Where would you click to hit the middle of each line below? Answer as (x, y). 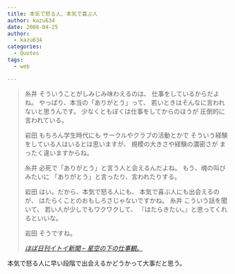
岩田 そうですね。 (50, 233)
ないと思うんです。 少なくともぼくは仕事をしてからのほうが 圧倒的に (125, 111)
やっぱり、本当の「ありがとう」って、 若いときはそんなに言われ (132, 102)
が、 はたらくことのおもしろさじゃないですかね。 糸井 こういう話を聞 (126, 200)
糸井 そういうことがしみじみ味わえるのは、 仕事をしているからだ (119, 93)
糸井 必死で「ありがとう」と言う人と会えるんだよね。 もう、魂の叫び (125, 167)
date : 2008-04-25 (33, 27)
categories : (25, 47)
